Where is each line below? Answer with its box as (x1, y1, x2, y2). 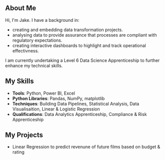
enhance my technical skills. (5, 62, 63, 68)
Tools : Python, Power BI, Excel (12, 90, 75, 96)
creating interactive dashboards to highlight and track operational (12, 42, 146, 49)
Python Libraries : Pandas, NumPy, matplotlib (12, 95, 105, 101)
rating (12, 149, 25, 155)
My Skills (5, 77, 34, 86)
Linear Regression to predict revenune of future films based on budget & (12, 144, 161, 150)
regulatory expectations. (12, 37, 63, 43)
